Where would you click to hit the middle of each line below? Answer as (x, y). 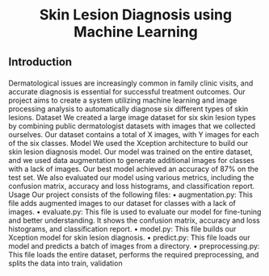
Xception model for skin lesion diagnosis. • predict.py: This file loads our (129, 237)
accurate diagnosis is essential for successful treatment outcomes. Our (127, 91)
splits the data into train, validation (65, 263)
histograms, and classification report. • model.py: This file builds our (122, 228)
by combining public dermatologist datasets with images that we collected (132, 126)
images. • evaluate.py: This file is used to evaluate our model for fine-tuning (135, 211)
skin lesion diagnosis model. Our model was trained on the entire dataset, (130, 152)
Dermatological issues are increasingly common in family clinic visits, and (131, 83)
